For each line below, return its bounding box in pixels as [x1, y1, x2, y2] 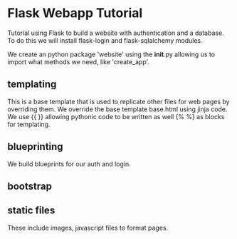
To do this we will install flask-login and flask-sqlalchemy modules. [7, 36, 203, 44]
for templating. [7, 120, 51, 128]
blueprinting [7, 141, 63, 153]
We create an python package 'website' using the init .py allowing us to [7, 50, 216, 59]
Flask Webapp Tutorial [7, 5, 143, 21]
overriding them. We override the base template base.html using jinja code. [7, 105, 228, 113]
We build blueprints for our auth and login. [7, 159, 132, 168]
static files [7, 205, 56, 217]
